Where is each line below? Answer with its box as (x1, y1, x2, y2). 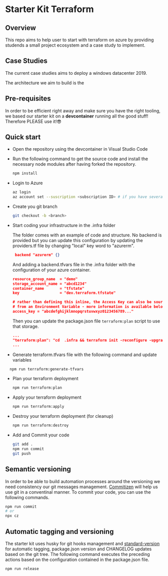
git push (12, 451, 31, 456)
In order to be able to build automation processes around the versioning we (5, 478, 160, 484)
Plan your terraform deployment (12, 376, 78, 382)
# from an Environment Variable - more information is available (12, 304, 151, 309)
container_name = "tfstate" (12, 286, 84, 291)
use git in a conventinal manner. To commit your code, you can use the (5, 489, 151, 495)
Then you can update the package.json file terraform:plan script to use (12, 318, 160, 324)
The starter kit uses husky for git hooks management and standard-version (5, 540, 160, 546)
